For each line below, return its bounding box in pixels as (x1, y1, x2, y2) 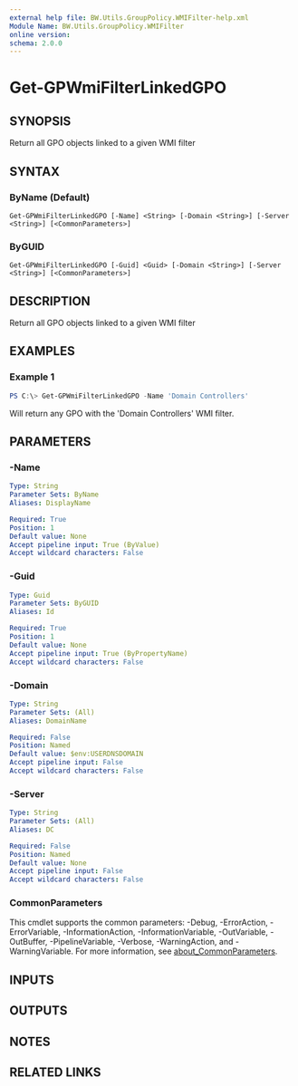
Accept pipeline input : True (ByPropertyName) (9, 649, 188, 658)
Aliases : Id (9, 608, 54, 617)
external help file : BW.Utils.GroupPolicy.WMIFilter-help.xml (9, 13, 249, 23)
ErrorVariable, (9, 927, 62, 937)
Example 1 (9, 370, 55, 383)
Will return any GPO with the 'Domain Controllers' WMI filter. (9, 408, 235, 418)
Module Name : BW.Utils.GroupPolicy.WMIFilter (9, 22, 184, 31)
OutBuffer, (9, 937, 48, 947)
